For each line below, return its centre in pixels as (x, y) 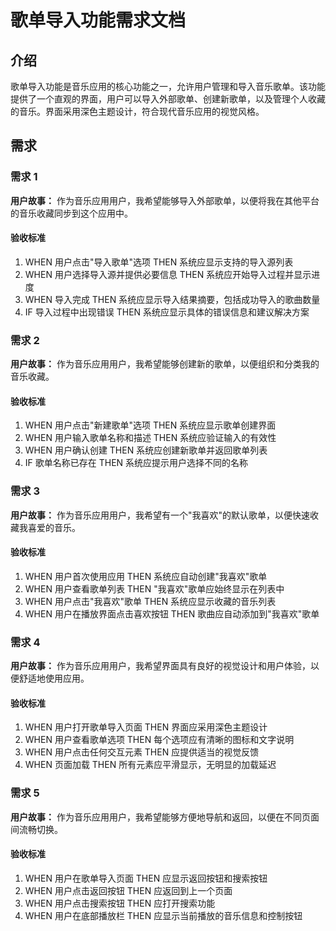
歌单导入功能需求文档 (98, 20)
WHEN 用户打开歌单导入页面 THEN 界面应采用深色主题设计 (146, 727)
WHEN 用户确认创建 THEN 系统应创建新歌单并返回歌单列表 (146, 450)
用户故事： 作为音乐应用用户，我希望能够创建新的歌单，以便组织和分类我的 (165, 364)
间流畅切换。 (36, 829)
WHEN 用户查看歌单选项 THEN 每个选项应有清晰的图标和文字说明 (159, 740)
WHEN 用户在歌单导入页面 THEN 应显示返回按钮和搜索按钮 (146, 878)
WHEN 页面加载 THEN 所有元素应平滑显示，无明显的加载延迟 (150, 765)
